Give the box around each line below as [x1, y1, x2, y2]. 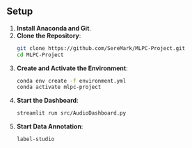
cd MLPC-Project [16, 51, 64, 58]
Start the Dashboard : [16, 97, 79, 105]
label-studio [16, 135, 55, 143]
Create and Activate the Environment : [16, 64, 128, 72]
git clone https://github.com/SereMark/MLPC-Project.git [16, 44, 186, 51]
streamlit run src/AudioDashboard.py [16, 110, 127, 117]
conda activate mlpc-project [16, 83, 102, 91]
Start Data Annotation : [16, 122, 83, 131]
